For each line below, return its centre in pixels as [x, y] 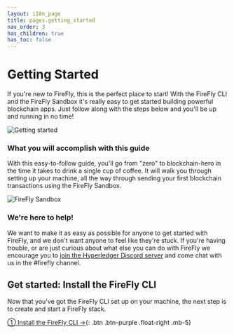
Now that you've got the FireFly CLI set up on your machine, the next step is [117, 302]
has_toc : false [29, 40]
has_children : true [36, 33]
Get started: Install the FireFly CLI [82, 285]
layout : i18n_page [34, 14]
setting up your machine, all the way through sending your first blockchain [115, 178]
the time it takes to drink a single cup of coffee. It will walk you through [109, 171]
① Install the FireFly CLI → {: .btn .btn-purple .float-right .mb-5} [99, 323]
